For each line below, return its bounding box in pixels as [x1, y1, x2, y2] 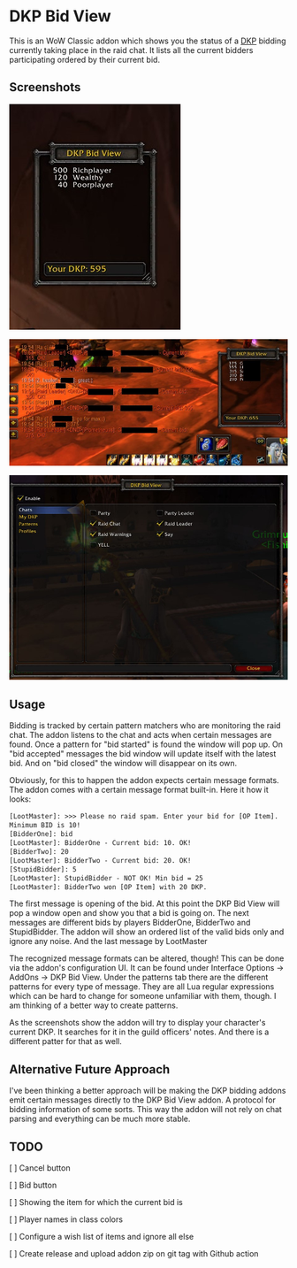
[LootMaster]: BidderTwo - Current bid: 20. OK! [9, 857, 192, 865]
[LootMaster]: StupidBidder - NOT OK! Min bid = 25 [9, 874, 203, 883]
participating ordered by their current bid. [9, 54, 161, 65]
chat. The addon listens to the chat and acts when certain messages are [9, 730, 272, 741]
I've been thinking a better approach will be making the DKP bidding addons [9, 1086, 286, 1096]
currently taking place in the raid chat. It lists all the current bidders [9, 44, 254, 55]
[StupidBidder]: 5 [9, 865, 77, 874]
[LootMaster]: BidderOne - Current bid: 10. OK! [9, 839, 192, 848]
